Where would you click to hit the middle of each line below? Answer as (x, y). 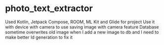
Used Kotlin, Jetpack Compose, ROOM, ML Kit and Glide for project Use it (80, 22)
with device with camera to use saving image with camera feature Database (82, 27)
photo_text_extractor (49, 8)
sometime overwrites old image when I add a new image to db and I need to (82, 32)
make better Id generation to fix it (39, 37)
